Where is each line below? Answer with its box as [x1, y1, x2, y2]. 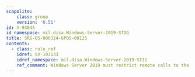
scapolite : [6, 8, 33, 14]
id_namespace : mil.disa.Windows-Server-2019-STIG [6, 30, 130, 36]
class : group [16, 14, 48, 20]
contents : [6, 41, 30, 47]
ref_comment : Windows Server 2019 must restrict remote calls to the [16, 62, 190, 68]
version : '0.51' [16, 19, 57, 25]
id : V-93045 [6, 24, 35, 31]
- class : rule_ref [11, 46, 57, 52]
